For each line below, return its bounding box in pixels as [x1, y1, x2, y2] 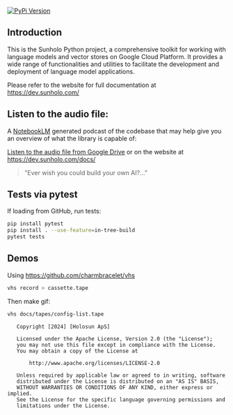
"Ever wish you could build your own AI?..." [24, 168, 148, 177]
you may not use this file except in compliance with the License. [16, 341, 216, 348]
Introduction [7, 26, 63, 38]
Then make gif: [7, 297, 51, 305]
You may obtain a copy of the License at [16, 348, 138, 355]
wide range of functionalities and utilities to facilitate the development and [7, 60, 219, 68]
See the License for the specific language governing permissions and [16, 396, 226, 403]
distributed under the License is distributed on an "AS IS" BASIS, [16, 377, 219, 385]
